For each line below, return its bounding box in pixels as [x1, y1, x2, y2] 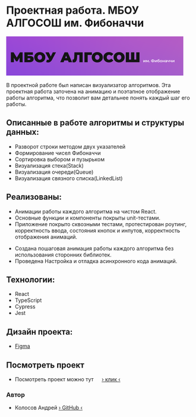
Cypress [14, 303, 36, 310]
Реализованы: [6, 192, 62, 202]
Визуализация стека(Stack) [14, 162, 84, 169]
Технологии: [6, 274, 55, 285]
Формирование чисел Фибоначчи [14, 149, 101, 156]
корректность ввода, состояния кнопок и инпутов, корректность [14, 227, 181, 234]
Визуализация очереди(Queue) [14, 168, 94, 175]
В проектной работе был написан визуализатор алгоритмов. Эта [6, 81, 171, 88]
